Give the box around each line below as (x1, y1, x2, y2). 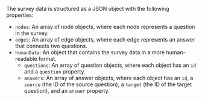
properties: (6, 11, 34, 19)
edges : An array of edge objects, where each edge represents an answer (14, 36, 195, 43)
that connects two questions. (14, 42, 87, 49)
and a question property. (24, 68, 86, 75)
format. (38, 55, 57, 62)
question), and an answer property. (24, 87, 110, 94)
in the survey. (14, 30, 49, 37)
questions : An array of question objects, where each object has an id (24, 61, 197, 69)
